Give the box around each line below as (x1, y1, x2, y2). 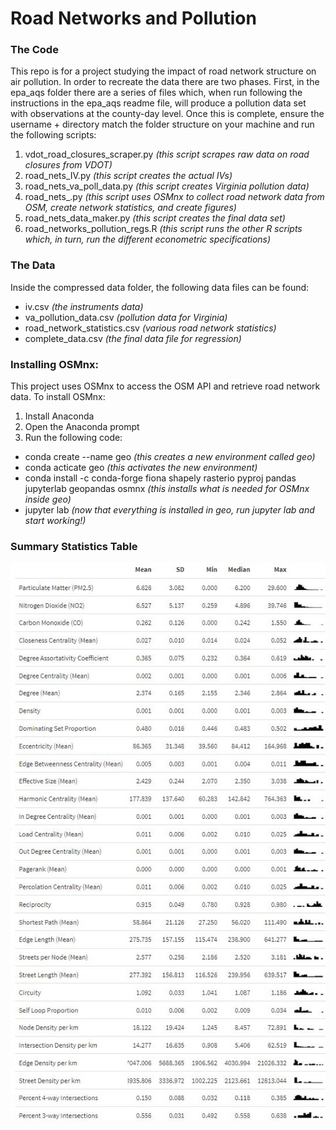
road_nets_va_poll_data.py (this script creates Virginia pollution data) (24, 180, 310, 192)
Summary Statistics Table (10, 540, 138, 553)
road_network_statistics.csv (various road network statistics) (24, 322, 277, 334)
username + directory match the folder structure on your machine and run (10, 118, 315, 131)
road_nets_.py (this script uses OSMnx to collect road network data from (24, 191, 325, 203)
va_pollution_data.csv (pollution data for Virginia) (24, 311, 228, 323)
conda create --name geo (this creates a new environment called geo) (24, 451, 316, 463)
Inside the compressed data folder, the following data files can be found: (10, 281, 310, 293)
